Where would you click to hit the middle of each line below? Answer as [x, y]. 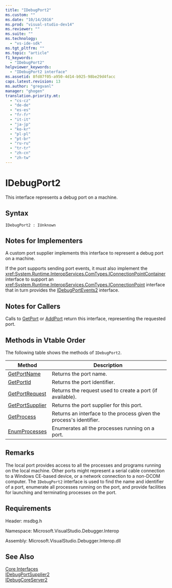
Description [108, 365]
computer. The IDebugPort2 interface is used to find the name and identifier [84, 481]
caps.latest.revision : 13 [33, 81]
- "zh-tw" [20, 158]
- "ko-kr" [20, 129]
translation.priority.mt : [33, 96]
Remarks [20, 453]
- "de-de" [20, 106]
